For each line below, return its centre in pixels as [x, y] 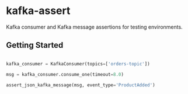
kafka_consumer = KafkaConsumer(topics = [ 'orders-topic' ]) [78, 64]
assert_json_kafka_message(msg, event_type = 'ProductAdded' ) [81, 85]
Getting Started [35, 45]
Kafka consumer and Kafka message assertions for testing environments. [94, 27]
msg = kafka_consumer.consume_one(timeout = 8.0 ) [65, 74]
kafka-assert [38, 11]
